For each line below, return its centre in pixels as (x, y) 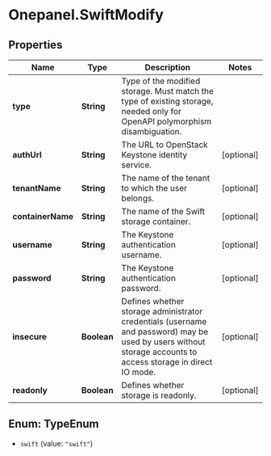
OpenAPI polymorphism (167, 121)
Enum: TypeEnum (54, 424)
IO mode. (138, 372)
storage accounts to (159, 352)
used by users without (163, 342)
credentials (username (164, 321)
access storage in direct (167, 362)
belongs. (138, 198)
